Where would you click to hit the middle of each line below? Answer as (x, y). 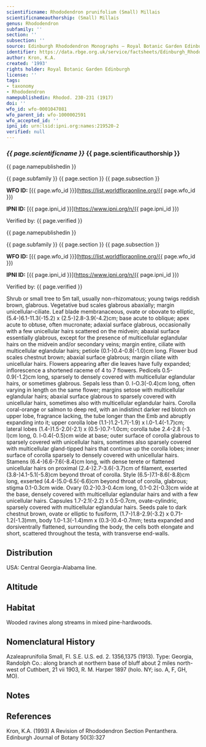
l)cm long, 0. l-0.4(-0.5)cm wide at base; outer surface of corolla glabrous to (103, 436)
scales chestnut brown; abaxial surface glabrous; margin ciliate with (92, 357)
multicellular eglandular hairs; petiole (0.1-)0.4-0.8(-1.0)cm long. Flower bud (102, 351)
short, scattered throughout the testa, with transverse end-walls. (88, 533)
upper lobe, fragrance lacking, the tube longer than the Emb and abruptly (99, 416)
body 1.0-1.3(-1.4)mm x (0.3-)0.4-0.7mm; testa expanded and (116, 521)
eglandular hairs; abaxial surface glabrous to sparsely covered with (91, 397)
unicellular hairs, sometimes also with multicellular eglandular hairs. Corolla (101, 403)
